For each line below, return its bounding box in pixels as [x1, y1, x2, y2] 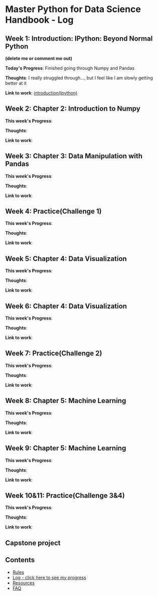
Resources [12, 579, 35, 586]
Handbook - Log [5, 14, 74, 26]
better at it [5, 80, 27, 86]
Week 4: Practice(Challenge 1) [5, 207, 102, 216]
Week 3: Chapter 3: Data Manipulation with [5, 152, 143, 160]
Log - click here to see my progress [12, 574, 86, 580]
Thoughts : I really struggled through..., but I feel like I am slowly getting [5, 75, 153, 81]
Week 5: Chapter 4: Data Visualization [5, 254, 127, 263]
